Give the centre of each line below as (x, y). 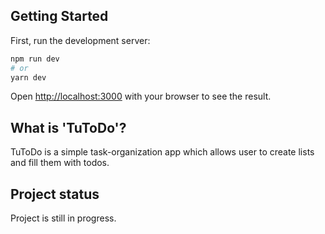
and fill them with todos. (60, 163)
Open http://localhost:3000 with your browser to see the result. (141, 96)
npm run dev (35, 59)
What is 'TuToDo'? (68, 127)
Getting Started (59, 16)
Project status (55, 194)
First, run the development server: (80, 40)
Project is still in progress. (63, 218)
